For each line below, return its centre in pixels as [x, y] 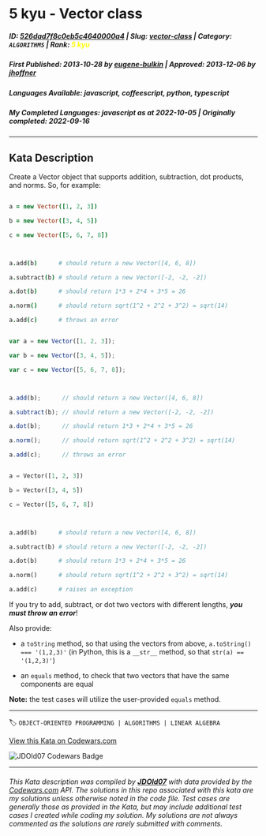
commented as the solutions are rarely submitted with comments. [116, 823]
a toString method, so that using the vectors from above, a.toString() [136, 643]
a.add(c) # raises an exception [71, 590]
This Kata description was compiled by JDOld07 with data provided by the [131, 782]
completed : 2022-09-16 [49, 121]
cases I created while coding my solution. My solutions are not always [124, 815]
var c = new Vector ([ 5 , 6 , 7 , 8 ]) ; [67, 369]
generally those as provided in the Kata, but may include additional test [125, 807]
